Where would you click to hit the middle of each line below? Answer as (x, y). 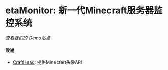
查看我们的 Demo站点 (28, 38)
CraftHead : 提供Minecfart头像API (47, 62)
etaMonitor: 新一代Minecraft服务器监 (84, 10)
